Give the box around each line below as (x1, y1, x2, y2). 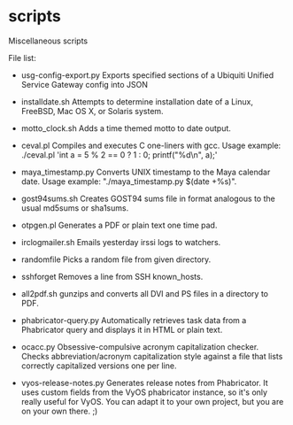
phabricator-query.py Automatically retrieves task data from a (20, 314, 247, 325)
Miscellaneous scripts (8, 35, 89, 46)
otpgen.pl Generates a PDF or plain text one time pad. (20, 220, 218, 230)
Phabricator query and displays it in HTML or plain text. (20, 324, 223, 335)
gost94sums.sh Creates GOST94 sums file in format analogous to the (20, 193, 275, 204)
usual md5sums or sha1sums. (20, 202, 129, 213)
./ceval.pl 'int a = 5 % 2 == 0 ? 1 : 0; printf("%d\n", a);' (20, 149, 218, 160)
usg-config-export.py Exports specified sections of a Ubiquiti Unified (20, 69, 274, 81)
